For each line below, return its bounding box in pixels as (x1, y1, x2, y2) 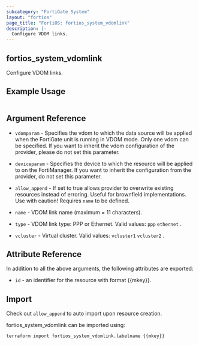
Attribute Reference (6, 249, 82, 259)
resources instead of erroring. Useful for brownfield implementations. (14, 190, 187, 198)
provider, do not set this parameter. (14, 172, 102, 180)
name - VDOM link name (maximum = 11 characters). (14, 208, 143, 216)
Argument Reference (6, 113, 86, 123)
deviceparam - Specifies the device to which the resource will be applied (14, 160, 193, 167)
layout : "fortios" (6, 14, 52, 20)
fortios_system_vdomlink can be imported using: (6, 322, 126, 329)
